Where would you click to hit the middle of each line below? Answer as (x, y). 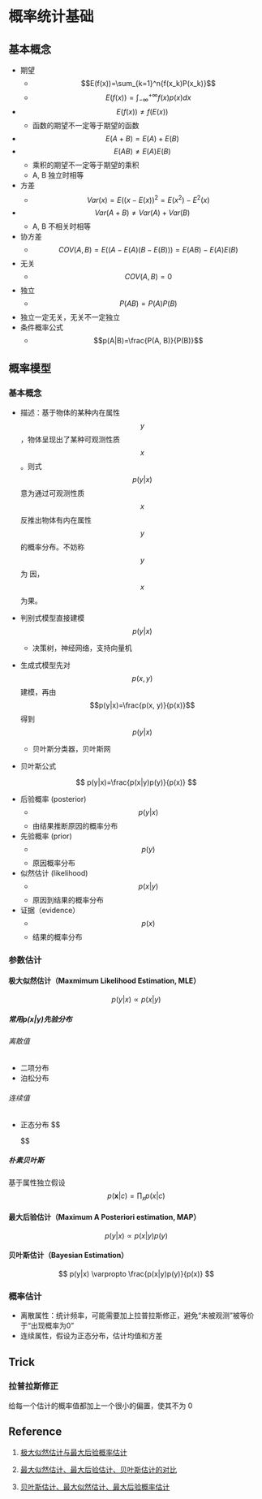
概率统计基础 (52, 17)
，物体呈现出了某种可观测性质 (70, 439)
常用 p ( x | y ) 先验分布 (41, 1019)
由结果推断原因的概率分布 (75, 825)
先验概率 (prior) (46, 836)
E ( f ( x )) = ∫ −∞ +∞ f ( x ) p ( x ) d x (148, 97)
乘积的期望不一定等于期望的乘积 (86, 165)
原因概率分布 (54, 863)
